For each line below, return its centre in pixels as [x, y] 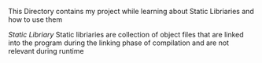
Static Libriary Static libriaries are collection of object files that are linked [126, 35]
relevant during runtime [46, 51]
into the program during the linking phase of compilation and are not [119, 43]
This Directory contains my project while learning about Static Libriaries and [131, 11]
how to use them [35, 19]
